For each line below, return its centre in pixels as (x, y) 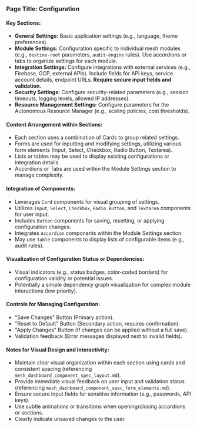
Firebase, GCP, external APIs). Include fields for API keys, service (94, 74)
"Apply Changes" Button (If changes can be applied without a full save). (102, 330)
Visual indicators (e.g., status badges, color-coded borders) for (91, 272)
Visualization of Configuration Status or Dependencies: (75, 259)
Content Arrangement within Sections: (54, 124)
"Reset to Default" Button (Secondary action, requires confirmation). (97, 323)
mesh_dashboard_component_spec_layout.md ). (68, 375)
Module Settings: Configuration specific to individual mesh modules (98, 48)
